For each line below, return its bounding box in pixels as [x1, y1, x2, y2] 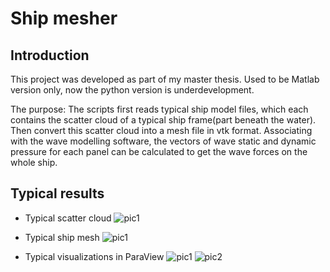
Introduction [10, 47, 90, 64]
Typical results [10, 185, 105, 202]
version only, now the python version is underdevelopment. [10, 84, 255, 96]
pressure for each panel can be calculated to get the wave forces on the [10, 146, 308, 157]
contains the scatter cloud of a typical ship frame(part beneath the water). [10, 114, 317, 126]
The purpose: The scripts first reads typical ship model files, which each [10, 103, 309, 115]
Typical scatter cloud [24, 212, 112, 224]
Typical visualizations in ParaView [24, 250, 165, 262]
